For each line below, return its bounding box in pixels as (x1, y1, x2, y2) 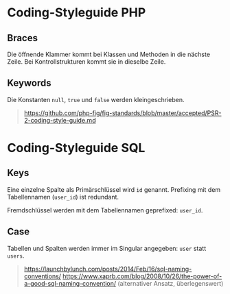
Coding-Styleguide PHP (7, 5, 146, 21)
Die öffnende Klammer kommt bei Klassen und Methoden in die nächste (7, 50, 211, 58)
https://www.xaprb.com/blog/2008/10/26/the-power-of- (62, 272, 222, 280)
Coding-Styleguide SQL (7, 140, 146, 156)
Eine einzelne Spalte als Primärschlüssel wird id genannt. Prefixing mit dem (7, 185, 221, 193)
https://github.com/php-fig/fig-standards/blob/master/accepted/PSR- (23, 108, 222, 117)
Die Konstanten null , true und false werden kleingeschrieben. (7, 95, 185, 103)
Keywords (7, 77, 51, 89)
